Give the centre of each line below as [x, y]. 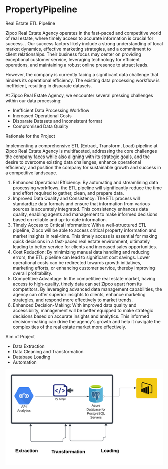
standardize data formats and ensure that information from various [81, 204]
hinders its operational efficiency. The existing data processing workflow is [82, 80]
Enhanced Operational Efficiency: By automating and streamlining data [86, 182]
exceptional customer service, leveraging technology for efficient [73, 59]
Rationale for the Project [30, 136]
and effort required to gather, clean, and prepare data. [68, 193]
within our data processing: [33, 100]
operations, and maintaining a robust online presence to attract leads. [77, 65]
